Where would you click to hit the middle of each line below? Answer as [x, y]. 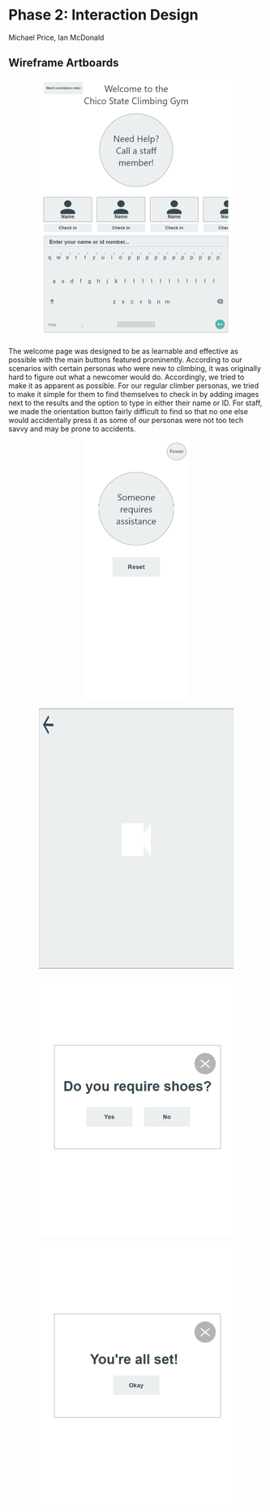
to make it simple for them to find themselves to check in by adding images [134, 394]
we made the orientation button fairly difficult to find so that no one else [129, 411]
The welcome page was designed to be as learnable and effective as [124, 351]
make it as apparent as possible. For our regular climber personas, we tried [134, 385]
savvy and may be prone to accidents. [72, 429]
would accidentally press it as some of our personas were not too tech [126, 420]
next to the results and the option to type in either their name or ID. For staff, [135, 403]
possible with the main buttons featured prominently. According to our [126, 360]
